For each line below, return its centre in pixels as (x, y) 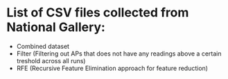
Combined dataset (43, 46)
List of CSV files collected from (98, 13)
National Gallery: (56, 27)
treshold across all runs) (51, 60)
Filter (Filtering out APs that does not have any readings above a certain (119, 54)
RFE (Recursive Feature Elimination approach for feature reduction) (112, 68)
